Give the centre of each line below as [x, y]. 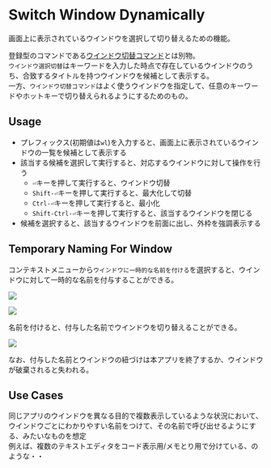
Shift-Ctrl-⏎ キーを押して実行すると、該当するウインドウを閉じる [142, 213]
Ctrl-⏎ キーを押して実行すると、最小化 [96, 203]
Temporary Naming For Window [90, 249]
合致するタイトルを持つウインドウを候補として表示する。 [118, 75]
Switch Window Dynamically [107, 15]
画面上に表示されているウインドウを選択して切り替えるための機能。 [121, 38]
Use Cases [36, 395]
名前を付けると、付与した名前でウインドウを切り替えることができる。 [125, 327]
